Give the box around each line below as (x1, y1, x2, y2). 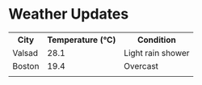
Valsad (12, 47, 39, 58)
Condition (137, 34, 176, 45)
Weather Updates (8, 5, 129, 23)
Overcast (124, 60, 159, 71)
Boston (12, 60, 40, 71)
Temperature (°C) (47, 34, 116, 45)
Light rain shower (124, 47, 190, 58)
